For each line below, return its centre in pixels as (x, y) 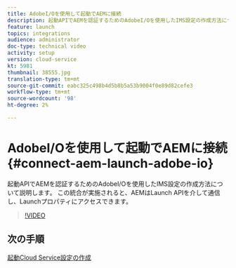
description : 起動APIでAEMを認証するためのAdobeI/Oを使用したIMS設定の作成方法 (115, 20)
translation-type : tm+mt (44, 79)
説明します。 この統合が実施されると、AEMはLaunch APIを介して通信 (120, 192)
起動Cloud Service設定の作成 (49, 257)
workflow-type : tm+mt (39, 92)
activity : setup (31, 53)
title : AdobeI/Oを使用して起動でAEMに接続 (64, 14)
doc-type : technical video (47, 46)
